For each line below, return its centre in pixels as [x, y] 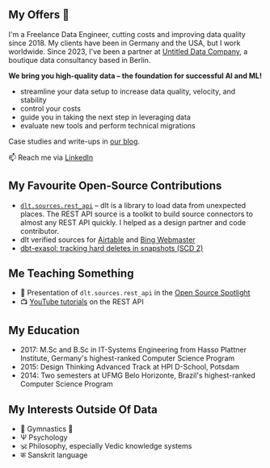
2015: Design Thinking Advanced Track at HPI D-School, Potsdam [130, 367]
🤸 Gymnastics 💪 [46, 429]
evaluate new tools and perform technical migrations [108, 125]
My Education [44, 330]
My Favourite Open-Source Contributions [115, 186]
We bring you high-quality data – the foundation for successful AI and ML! [135, 75]
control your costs [50, 108]
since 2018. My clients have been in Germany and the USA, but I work [124, 43]
